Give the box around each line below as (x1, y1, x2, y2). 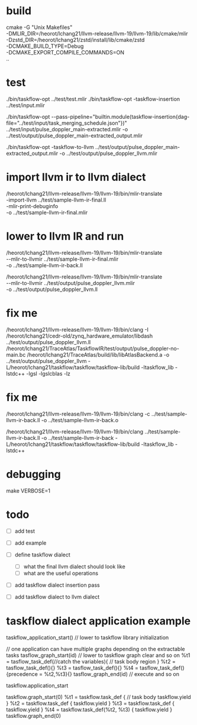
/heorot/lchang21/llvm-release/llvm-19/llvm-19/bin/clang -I (6, 326, 149, 333)
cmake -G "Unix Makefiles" (6, 24, 73, 31)
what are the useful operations (23, 569, 99, 577)
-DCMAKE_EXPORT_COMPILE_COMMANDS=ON (6, 48, 124, 56)
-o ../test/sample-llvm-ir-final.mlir (6, 209, 88, 216)
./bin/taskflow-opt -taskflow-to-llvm (6, 143, 94, 150)
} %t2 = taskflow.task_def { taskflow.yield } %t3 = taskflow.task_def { (6, 700, 175, 707)
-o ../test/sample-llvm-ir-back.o (41, 416, 119, 423)
